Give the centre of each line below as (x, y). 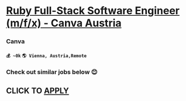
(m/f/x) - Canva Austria (64, 23)
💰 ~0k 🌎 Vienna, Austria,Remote (46, 56)
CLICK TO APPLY (37, 91)
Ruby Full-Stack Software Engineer (93, 11)
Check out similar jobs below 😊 (52, 72)
